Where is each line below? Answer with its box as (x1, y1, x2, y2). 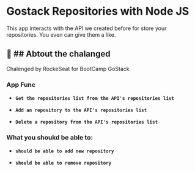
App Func (6, 80, 35, 89)
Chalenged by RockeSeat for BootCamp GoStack (6, 65, 130, 72)
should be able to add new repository (15, 148, 114, 154)
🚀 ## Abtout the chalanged (6, 49, 111, 59)
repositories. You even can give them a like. (6, 31, 116, 38)
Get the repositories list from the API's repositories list (15, 95, 175, 102)
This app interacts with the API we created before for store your (6, 24, 167, 32)
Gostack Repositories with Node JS (6, 4, 189, 18)
